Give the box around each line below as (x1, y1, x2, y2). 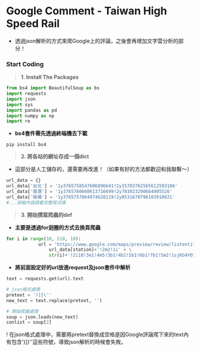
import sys (6, 101, 33, 108)
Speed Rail (6, 17, 60, 30)
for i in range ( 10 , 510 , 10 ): (6, 235, 82, 242)
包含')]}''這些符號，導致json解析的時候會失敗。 (11, 338, 127, 346)
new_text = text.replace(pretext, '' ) (6, 297, 102, 303)
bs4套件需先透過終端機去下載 (14, 130, 87, 137)
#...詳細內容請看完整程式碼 (6, 200, 66, 206)
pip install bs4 (6, 142, 46, 148)
